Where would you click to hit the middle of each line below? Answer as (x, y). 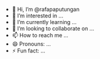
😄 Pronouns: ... (32, 44)
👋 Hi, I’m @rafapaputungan (46, 9)
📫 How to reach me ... (40, 35)
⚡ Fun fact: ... (28, 51)
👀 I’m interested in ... (38, 16)
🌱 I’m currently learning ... (44, 22)
